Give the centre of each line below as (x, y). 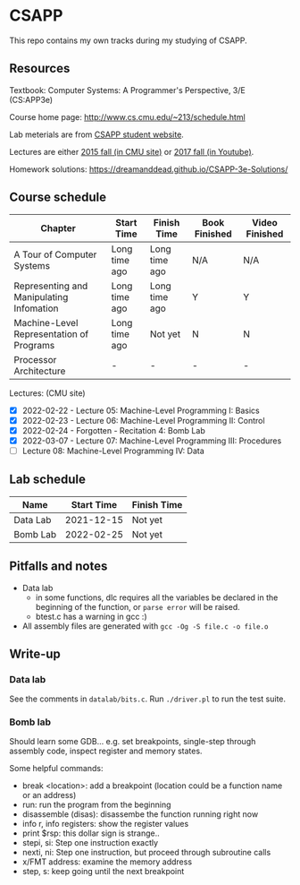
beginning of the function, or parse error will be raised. (138, 606)
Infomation (36, 308)
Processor (35, 359)
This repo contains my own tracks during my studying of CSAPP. (128, 40)
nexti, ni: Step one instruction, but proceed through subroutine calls (146, 853)
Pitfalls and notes (58, 567)
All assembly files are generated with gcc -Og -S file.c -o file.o (145, 626)
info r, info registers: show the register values (105, 824)
